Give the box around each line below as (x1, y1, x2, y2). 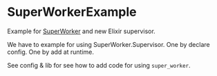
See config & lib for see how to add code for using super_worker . (7, 61, 191, 69)
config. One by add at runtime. (7, 48, 95, 56)
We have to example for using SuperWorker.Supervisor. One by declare (7, 40, 210, 48)
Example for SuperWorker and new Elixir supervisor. (7, 27, 155, 35)
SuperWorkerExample (7, 4, 137, 20)
